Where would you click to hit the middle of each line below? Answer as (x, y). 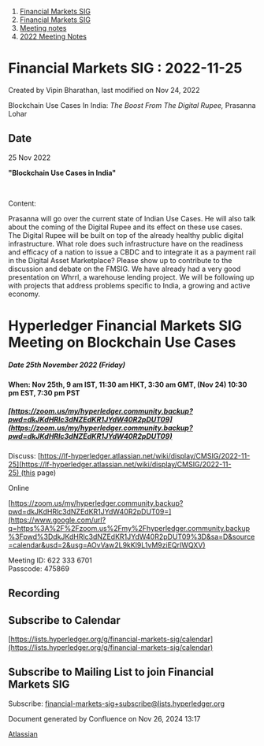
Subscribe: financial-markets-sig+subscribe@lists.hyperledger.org (117, 703)
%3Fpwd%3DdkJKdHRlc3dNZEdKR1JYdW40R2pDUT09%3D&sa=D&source (132, 536)
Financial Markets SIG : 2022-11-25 (125, 68)
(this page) (39, 473)
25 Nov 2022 (30, 158)
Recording (34, 594)
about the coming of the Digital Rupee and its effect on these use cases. (125, 227)
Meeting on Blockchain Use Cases (122, 342)
